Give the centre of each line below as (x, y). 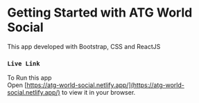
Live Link (24, 63)
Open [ (17, 85)
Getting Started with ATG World (100, 13)
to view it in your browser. (98, 93)
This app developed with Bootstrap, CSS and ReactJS (84, 46)
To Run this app (29, 78)
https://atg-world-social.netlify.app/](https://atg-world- (106, 85)
